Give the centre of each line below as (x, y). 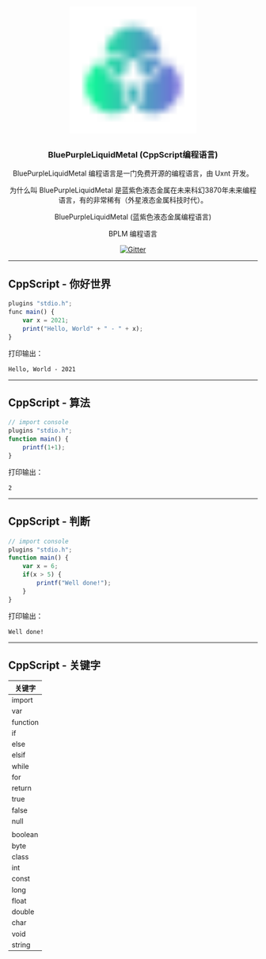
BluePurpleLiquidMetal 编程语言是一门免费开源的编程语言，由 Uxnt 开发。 (133, 173)
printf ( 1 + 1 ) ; (44, 448)
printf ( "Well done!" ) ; (74, 583)
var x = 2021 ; (46, 320)
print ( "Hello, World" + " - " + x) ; (83, 328)
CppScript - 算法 (49, 403)
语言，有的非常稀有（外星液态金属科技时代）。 (133, 200)
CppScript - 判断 (49, 522)
